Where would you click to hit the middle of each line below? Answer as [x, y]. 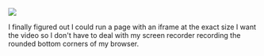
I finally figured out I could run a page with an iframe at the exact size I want [132, 27]
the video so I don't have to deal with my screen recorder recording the [124, 35]
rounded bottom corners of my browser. [74, 44]
